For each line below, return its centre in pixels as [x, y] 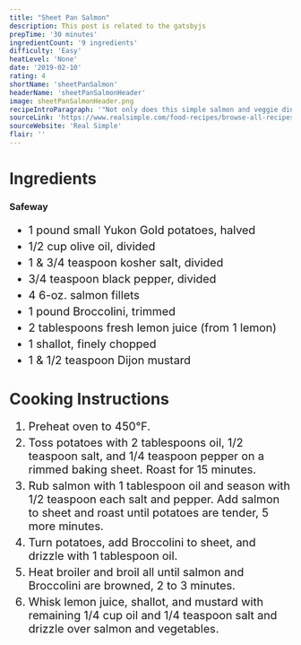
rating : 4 [28, 76]
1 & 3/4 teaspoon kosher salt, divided [126, 262]
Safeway [29, 206]
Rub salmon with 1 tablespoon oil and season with [159, 486]
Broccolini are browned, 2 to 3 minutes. [132, 585]
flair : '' [28, 135]
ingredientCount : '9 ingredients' [74, 43]
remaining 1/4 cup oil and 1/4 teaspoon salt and [153, 615]
